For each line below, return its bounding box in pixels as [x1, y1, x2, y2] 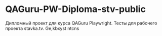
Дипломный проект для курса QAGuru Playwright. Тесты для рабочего [5, 20, 157, 26]
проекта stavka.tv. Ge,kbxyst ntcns [5, 25, 79, 31]
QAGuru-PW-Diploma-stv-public [5, 3, 146, 15]
